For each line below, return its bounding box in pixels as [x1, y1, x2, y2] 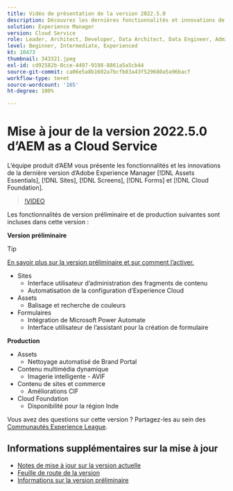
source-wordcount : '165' [7, 81, 79, 88]
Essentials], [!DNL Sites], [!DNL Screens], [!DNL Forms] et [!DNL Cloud [7, 176, 209, 185]
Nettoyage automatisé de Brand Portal [27, 358, 137, 366]
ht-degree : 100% [7, 88, 54, 94]
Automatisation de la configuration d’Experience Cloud [27, 286, 184, 295]
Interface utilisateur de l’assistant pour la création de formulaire [27, 324, 209, 332]
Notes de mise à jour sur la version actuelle [17, 461, 141, 469]
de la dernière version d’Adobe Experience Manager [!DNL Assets [7, 169, 195, 177]
